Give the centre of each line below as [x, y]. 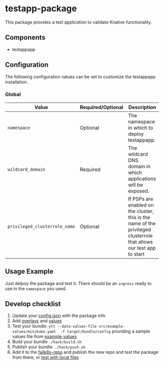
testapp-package [41, 9]
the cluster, [141, 211]
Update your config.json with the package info [59, 316]
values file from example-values [44, 337]
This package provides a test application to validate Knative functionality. [79, 22]
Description [142, 107]
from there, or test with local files [45, 357]
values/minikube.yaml [34, 332]
